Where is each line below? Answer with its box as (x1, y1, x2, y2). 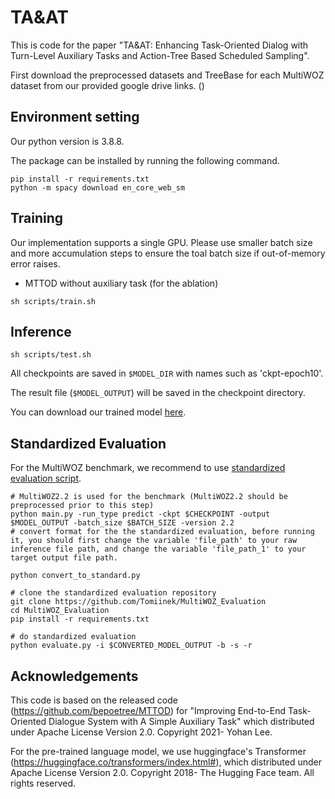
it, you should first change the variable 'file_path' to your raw (10, 536, 298, 546)
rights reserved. (10, 777, 77, 789)
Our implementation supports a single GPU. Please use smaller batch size (10, 236, 313, 248)
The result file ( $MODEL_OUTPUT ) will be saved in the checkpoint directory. (10, 387, 306, 399)
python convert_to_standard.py (10, 571, 141, 581)
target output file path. (10, 553, 118, 563)
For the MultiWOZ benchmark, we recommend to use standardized (10, 462, 286, 474)
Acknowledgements (10, 667, 139, 685)
